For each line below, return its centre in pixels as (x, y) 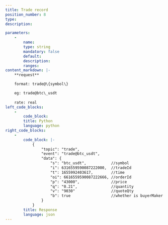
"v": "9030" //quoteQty (92, 191)
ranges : (31, 66)
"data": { (51, 159)
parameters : (18, 33)
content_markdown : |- (28, 70)
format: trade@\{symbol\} (41, 84)
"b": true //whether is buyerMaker (107, 196)
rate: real (26, 102)
